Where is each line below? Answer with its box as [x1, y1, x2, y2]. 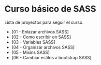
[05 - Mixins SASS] [11, 49, 50, 55]
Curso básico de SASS [4, 3, 96, 15]
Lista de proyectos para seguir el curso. [4, 19, 84, 25]
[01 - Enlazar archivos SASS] [11, 29, 69, 34]
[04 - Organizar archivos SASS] [11, 44, 75, 50]
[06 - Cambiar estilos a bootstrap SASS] [11, 54, 92, 60]
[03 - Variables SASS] [11, 39, 56, 45]
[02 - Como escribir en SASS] [11, 34, 71, 40]
